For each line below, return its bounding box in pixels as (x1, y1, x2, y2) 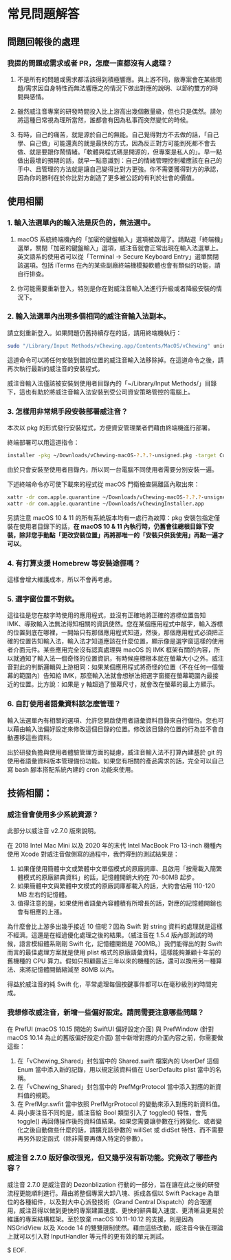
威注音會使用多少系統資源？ (7, 810, 99, 819)
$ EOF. (7, 1246, 26, 1254)
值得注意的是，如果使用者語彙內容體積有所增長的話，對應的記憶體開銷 (16, 899, 217, 908)
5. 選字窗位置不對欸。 (7, 594, 79, 603)
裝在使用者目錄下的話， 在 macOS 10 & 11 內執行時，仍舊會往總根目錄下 (7, 522, 208, 530)
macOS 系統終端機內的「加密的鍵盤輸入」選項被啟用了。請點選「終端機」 (16, 235, 223, 243)
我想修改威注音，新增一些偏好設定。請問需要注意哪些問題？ (7, 1008, 205, 1017)
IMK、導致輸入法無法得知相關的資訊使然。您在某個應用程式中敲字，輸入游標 (7, 620, 223, 628)
